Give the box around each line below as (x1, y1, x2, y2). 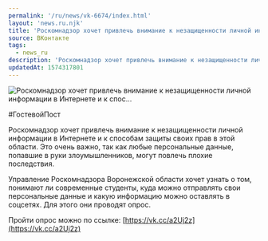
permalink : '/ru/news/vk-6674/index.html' (8, 11, 152, 20)
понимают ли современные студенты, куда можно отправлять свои (8, 183, 241, 192)
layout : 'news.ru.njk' (8, 19, 84, 27)
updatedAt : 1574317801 (8, 64, 84, 72)
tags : (8, 41, 26, 49)
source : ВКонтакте (8, 34, 69, 42)
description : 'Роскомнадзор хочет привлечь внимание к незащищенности (8, 57, 248, 65)
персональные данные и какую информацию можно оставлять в (8, 191, 230, 200)
